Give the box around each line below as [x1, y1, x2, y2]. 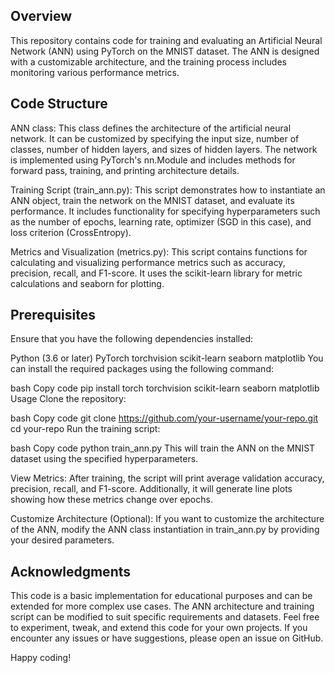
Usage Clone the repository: [10, 393, 127, 405]
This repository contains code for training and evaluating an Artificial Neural [10, 34, 323, 46]
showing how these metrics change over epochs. [10, 494, 213, 506]
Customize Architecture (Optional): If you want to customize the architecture [10, 513, 325, 525]
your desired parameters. [10, 534, 115, 546]
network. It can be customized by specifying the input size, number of [10, 132, 300, 144]
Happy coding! [10, 652, 72, 664]
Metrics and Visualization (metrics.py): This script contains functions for [10, 245, 308, 258]
